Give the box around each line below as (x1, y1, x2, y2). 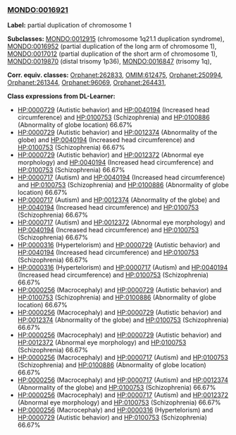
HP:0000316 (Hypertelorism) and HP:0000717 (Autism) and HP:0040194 (17, 263, 228, 272)
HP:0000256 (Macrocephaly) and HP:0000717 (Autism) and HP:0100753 (17, 353, 229, 362)
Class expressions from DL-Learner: (7, 92, 116, 100)
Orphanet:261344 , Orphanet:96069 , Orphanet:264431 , (7, 78, 166, 87)
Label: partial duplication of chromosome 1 (7, 21, 132, 30)
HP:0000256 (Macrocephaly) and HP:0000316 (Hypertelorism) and (17, 406, 213, 415)
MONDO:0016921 (7, 5, 68, 15)
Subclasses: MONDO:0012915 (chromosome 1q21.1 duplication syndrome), (7, 35, 225, 43)
